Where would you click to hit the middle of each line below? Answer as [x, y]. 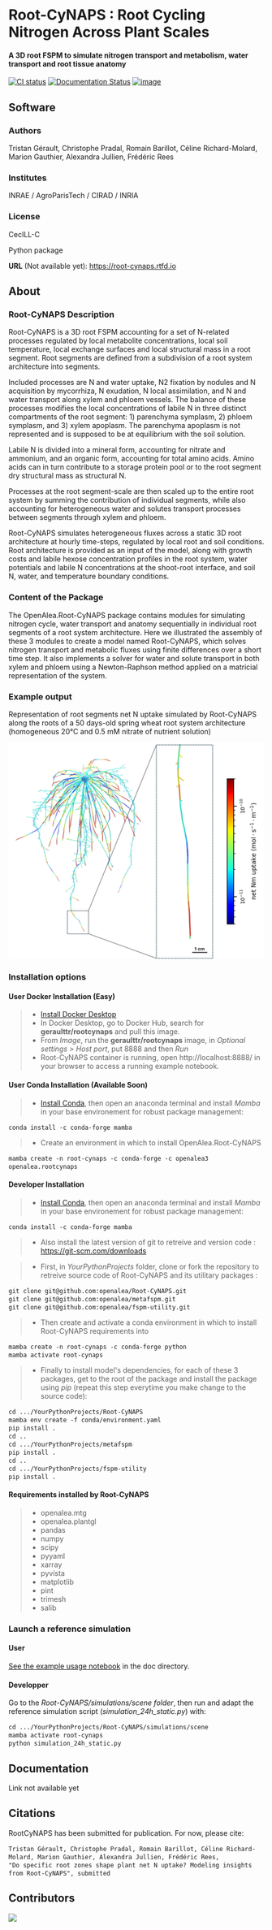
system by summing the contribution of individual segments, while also [127, 500]
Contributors [42, 1898]
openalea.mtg [63, 1512]
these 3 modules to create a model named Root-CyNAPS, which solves [127, 641]
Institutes [28, 178]
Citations [32, 1813]
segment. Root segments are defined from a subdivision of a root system [130, 358]
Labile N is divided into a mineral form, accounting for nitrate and [117, 450]
